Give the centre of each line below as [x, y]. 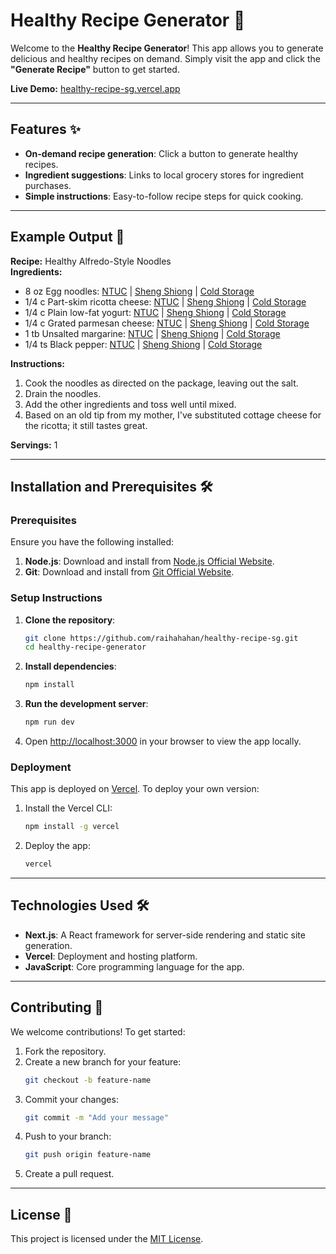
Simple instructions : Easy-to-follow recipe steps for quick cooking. [164, 196]
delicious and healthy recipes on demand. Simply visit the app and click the [165, 58]
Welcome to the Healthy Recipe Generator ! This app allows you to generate [167, 48]
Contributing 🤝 [57, 1007]
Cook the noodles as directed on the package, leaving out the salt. [161, 383]
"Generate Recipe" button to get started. [95, 69]
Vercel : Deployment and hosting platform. [111, 956]
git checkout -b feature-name [88, 1080]
